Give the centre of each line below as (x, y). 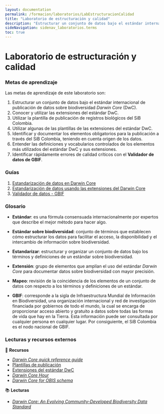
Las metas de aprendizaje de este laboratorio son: (55, 93)
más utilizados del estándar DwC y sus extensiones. (64, 149)
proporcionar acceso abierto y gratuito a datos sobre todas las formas (82, 311)
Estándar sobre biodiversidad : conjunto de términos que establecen (82, 232)
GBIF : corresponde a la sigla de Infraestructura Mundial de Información (84, 296)
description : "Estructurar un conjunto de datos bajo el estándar (74, 23)
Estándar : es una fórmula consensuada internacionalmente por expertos (85, 217)
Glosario (15, 206)
